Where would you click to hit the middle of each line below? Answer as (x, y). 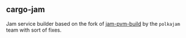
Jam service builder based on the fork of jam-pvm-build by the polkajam (93, 23)
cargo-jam (25, 10)
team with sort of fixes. (34, 30)
